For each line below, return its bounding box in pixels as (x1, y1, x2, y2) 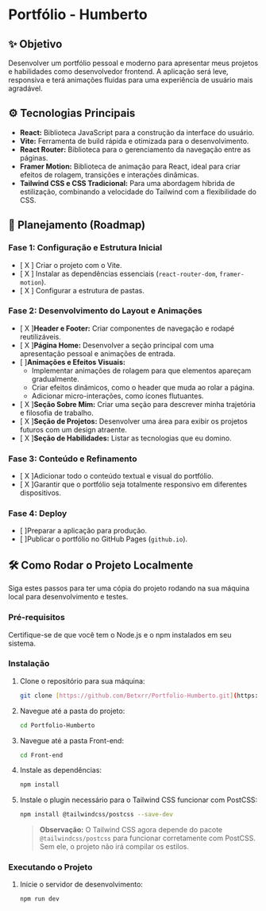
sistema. (8, 638, 36, 648)
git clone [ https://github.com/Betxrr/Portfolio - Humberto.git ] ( (19, 692, 237, 700)
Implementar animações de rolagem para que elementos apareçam (31, 366, 252, 375)
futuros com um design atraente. (19, 424, 127, 434)
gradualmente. (31, 374, 79, 383)
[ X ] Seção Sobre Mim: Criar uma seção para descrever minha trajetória (19, 399, 256, 409)
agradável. (8, 83, 43, 93)
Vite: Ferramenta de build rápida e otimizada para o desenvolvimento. (19, 136, 249, 145)
